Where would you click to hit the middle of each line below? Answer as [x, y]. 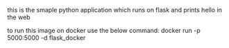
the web [19, 17]
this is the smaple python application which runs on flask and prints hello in [114, 10]
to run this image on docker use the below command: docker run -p [104, 31]
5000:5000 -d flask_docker [46, 38]
